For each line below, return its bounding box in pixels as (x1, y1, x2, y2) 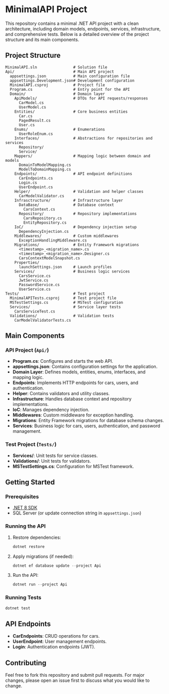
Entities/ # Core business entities (14, 109, 128, 114)
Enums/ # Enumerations (14, 127, 105, 132)
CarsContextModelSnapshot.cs (18, 255, 80, 261)
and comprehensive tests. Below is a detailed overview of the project (5, 31, 149, 37)
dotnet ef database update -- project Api (12, 563, 102, 568)
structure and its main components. (5, 37, 79, 43)
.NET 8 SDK (12, 505, 37, 511)
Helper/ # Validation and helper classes (14, 189, 144, 194)
